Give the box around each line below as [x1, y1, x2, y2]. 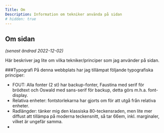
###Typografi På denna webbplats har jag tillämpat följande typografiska [5, 67, 154, 73]
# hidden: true [5, 16, 36, 21]
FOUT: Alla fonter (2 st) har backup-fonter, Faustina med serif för [12, 82, 144, 88]
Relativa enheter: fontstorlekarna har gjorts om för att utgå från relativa [12, 97, 156, 104]
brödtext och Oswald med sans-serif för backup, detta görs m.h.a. [12, 87, 147, 93]
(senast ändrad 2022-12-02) [5, 48, 64, 54]
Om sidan [5, 35, 35, 43]
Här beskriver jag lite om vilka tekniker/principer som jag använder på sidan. [5, 57, 160, 63]
